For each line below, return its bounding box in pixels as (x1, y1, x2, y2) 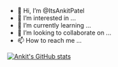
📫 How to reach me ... (17, 37, 82, 44)
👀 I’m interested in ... (17, 14, 76, 22)
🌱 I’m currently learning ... (17, 21, 92, 29)
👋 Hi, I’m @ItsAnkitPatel (17, 7, 85, 15)
